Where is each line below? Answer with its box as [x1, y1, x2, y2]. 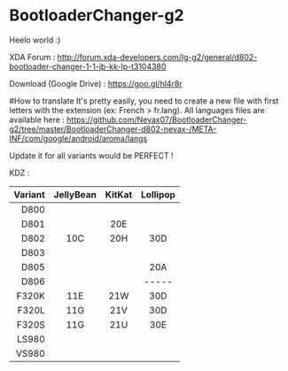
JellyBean [53, 188, 97, 200]
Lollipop [140, 188, 175, 200]
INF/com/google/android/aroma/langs [9, 133, 148, 143]
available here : [9, 114, 65, 125]
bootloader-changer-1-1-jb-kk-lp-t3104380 [9, 61, 167, 72]
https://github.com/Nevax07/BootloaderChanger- [66, 114, 247, 125]
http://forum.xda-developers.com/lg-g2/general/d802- [57, 51, 258, 62]
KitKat [105, 188, 133, 200]
